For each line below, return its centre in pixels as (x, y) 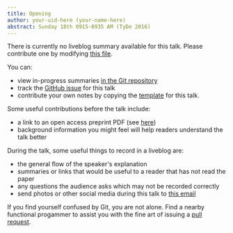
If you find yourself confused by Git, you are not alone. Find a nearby (106, 207)
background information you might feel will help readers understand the (120, 130)
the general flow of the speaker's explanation (82, 164)
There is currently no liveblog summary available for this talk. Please (105, 47)
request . (19, 222)
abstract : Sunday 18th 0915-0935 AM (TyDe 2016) (79, 26)
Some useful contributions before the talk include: (79, 109)
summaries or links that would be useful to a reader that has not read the (121, 172)
